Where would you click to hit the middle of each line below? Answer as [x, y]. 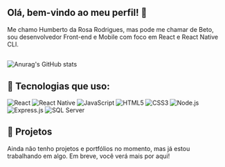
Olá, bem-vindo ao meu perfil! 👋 [77, 13]
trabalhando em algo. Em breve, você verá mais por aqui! [89, 156]
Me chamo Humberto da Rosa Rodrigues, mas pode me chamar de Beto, [110, 29]
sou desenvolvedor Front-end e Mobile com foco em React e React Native [113, 37]
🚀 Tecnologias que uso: [58, 86]
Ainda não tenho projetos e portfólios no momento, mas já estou [99, 148]
